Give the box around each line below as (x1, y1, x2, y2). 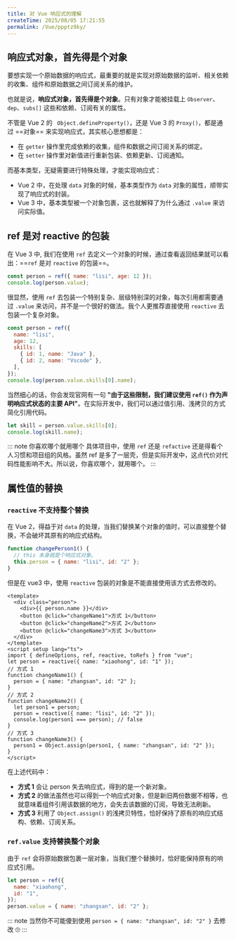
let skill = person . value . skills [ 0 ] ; (7, 422, 118, 429)
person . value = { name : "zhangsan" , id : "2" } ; (7, 903, 150, 910)
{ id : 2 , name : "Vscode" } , (20, 357, 102, 364)
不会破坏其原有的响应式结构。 (19, 532, 106, 540)
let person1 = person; (13, 704, 80, 711)
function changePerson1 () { (7, 546, 90, 553)
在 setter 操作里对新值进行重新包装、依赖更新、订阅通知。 (17, 151, 188, 160)
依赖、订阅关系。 (29, 817, 79, 826)
